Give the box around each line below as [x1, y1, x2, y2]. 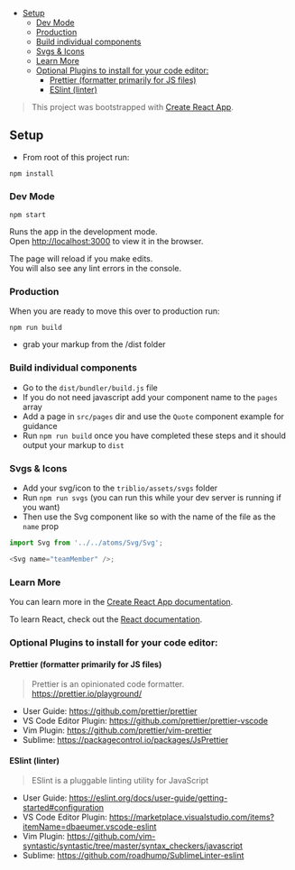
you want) [22, 502, 60, 512]
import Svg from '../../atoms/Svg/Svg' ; [9, 538, 164, 547]
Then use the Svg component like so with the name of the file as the [22, 511, 276, 522]
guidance [22, 420, 58, 431]
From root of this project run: [22, 151, 130, 162]
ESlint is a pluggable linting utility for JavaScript [31, 775, 209, 786]
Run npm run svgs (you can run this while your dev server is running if [22, 492, 281, 503]
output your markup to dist [22, 439, 124, 450]
